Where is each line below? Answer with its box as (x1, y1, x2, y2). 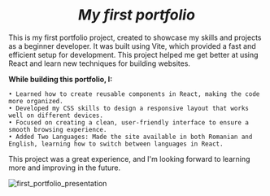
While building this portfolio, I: (8, 74, 113, 84)
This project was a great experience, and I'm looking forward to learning (8, 154, 250, 163)
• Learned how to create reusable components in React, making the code (8, 89, 260, 98)
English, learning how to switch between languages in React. (8, 140, 224, 148)
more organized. (8, 97, 63, 105)
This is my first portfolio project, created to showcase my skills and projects (8, 33, 262, 42)
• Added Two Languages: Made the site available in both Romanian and (8, 133, 253, 141)
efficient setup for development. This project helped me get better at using (8, 50, 259, 59)
